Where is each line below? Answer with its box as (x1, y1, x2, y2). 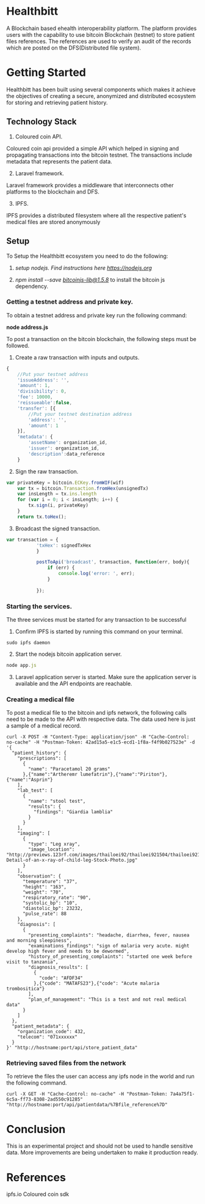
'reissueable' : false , (17, 400, 72, 406)
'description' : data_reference (28, 451, 105, 457)
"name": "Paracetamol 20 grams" (28, 766, 111, 772)
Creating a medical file (6, 695, 75, 704)
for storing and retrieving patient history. (6, 99, 108, 106)
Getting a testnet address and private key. (6, 298, 134, 306)
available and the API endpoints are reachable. (15, 680, 132, 687)
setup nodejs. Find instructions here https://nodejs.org (15, 264, 153, 271)
